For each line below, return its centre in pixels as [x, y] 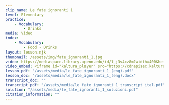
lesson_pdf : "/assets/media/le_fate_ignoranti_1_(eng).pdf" [70, 71]
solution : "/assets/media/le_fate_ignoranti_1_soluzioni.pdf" [72, 90]
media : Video [19, 33]
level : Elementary [24, 15]
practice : [16, 19]
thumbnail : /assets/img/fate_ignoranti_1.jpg [54, 57]
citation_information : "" [32, 94]
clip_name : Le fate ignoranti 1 [39, 10]
